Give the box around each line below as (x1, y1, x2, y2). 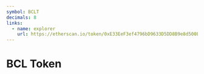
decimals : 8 (6, 14, 36, 20)
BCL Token (6, 57, 62, 71)
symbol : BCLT (6, 8, 39, 15)
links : (6, 20, 23, 26)
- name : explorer (12, 25, 56, 32)
